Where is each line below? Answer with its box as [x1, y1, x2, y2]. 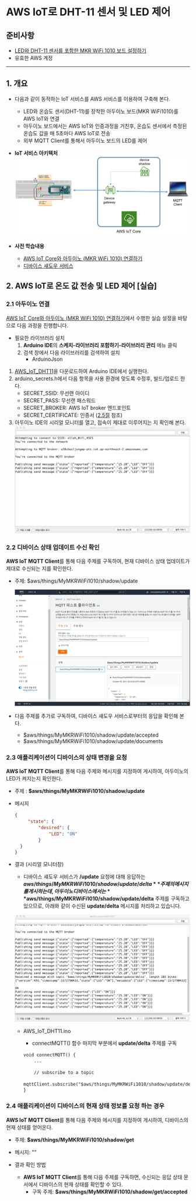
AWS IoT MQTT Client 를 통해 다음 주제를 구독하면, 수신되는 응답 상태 [23, 1173, 183, 1181]
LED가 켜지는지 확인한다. [6, 775, 63, 782]
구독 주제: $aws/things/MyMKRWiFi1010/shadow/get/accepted [32, 1188, 188, 1195]
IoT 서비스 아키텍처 [14, 149, 58, 156]
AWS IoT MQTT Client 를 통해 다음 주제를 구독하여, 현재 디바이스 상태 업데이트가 [6, 557, 190, 564]
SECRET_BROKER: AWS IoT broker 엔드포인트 [23, 404, 131, 411]
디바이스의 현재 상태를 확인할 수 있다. [38, 1181, 123, 1188]
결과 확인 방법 [14, 1161, 46, 1168]
